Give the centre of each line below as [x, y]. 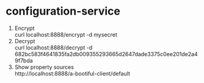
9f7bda [24, 60]
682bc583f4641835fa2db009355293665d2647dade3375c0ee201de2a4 [106, 54]
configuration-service [63, 11]
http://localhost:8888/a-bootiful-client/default [72, 73]
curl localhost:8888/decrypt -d [53, 48]
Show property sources [44, 67]
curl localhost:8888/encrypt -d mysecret [66, 34]
